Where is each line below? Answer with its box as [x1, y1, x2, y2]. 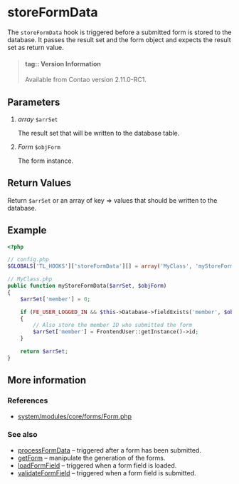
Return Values [7, 177, 72, 189]
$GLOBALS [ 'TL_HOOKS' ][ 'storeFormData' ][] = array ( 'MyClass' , [7, 263, 193, 270]
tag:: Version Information [24, 59, 101, 68]
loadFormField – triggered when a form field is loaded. [17, 461, 177, 470]
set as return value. [7, 43, 64, 51]
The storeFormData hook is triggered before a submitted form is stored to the [7, 28, 232, 36]
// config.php [7, 256, 50, 263]
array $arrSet [17, 115, 58, 123]
